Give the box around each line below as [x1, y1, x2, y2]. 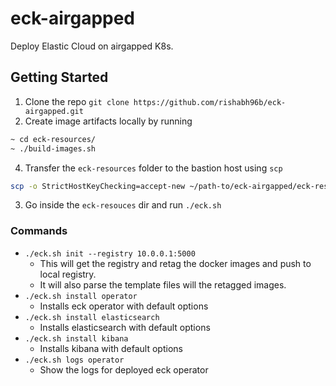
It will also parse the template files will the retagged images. [39, 278, 287, 291]
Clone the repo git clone [24, 95, 130, 107]
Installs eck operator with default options [39, 300, 209, 312]
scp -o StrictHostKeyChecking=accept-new [10, 181, 186, 191]
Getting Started [10, 69, 109, 86]
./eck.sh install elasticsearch [24, 312, 160, 322]
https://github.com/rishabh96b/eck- [133, 97, 287, 107]
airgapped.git [24, 106, 84, 116]
